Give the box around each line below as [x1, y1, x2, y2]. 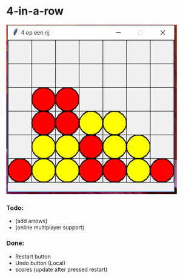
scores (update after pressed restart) [15, 266, 108, 273]
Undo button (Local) [15, 259, 65, 266]
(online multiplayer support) [15, 224, 85, 231]
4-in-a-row [6, 4, 64, 18]
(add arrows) [15, 217, 48, 225]
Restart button [15, 253, 52, 260]
